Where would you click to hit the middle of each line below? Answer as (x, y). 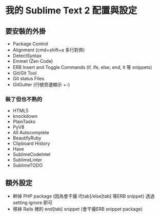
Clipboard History (31, 143)
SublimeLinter (27, 160)
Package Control (31, 44)
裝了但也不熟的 (24, 99)
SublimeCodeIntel (32, 154)
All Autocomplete (31, 133)
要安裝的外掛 (26, 31)
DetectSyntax (27, 56)
